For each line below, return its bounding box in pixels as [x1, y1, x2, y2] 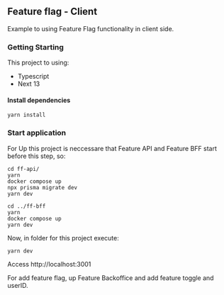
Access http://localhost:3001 [7, 260, 91, 268]
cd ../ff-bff [7, 202, 46, 210]
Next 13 [17, 79, 40, 88]
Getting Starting [7, 42, 64, 52]
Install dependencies [7, 96, 71, 104]
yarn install [7, 111, 46, 119]
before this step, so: [7, 152, 66, 160]
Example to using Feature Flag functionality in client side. [7, 24, 174, 33]
